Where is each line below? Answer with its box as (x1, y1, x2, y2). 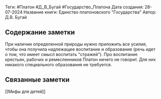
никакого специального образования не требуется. (5, 61, 112, 67)
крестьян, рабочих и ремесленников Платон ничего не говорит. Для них (5, 57, 156, 62)
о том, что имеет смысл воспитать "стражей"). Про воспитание (5, 51, 138, 57)
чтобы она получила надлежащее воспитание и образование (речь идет (5, 46, 156, 52)
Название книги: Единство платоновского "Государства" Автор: (23, 9, 157, 15)
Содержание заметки (5, 28, 75, 37)
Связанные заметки (5, 76, 70, 84)
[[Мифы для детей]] (5, 88, 46, 94)
